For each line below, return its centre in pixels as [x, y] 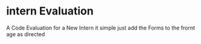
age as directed [26, 34]
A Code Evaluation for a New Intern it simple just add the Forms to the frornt [101, 28]
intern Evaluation [50, 11]
